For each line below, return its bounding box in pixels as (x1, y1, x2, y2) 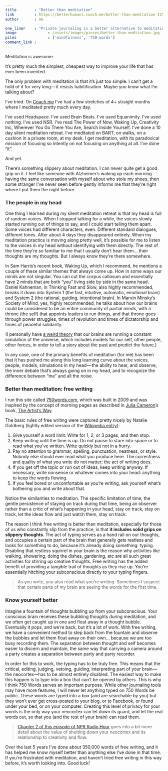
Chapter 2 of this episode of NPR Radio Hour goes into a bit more (17, 723, 152, 729)
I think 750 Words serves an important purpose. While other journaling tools (5, 682, 161, 688)
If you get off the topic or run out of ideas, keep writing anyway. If (12, 464, 148, 470)
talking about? (5, 89, 34, 95)
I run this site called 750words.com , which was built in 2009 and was (5, 397, 147, 403)
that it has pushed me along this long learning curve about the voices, (5, 357, 149, 363)
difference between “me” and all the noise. (5, 373, 93, 379)
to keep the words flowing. (12, 475, 67, 481)
